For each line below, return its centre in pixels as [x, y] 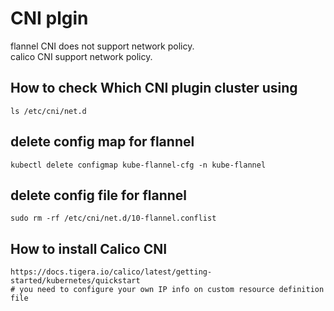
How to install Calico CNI [89, 248]
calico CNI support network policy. [81, 56]
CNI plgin [49, 18]
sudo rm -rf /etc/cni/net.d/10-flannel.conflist [113, 218]
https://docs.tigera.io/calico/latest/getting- [111, 272]
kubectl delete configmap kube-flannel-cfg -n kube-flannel [138, 165]
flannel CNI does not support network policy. [102, 46]
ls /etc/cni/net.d [48, 111]
